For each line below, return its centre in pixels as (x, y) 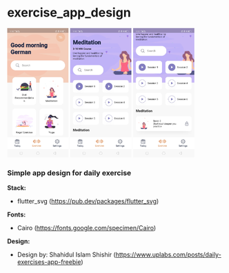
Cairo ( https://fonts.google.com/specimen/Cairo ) (87, 228)
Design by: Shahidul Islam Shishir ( (66, 255)
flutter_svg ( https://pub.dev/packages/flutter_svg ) (88, 201)
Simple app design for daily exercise (69, 172)
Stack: (17, 188)
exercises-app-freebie (49, 262)
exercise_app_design (69, 13)
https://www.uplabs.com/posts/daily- (169, 255)
